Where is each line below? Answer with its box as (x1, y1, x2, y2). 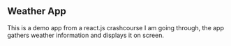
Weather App (7, 5, 66, 17)
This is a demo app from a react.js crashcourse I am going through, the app (7, 23, 225, 32)
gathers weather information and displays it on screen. (7, 31, 165, 39)
